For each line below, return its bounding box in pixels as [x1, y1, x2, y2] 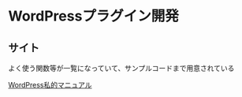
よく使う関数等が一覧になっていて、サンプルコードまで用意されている [8, 64, 235, 73]
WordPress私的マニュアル [8, 80, 92, 89]
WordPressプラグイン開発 [8, 7, 180, 25]
